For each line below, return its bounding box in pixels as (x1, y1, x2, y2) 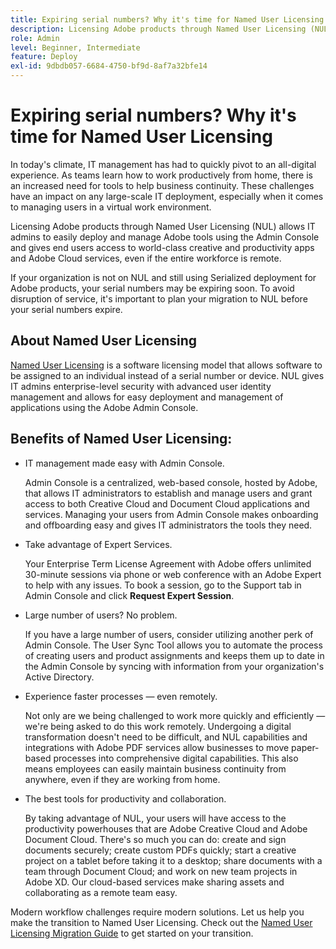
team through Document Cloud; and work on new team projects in (24, 865, 298, 877)
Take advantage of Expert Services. (24, 538, 173, 550)
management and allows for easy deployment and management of (10, 391, 284, 403)
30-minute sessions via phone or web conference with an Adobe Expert (24, 568, 322, 580)
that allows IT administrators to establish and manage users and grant (24, 487, 313, 499)
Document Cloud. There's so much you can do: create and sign (24, 833, 287, 845)
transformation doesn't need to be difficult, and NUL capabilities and (24, 731, 308, 743)
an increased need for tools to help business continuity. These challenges (10, 179, 315, 191)
